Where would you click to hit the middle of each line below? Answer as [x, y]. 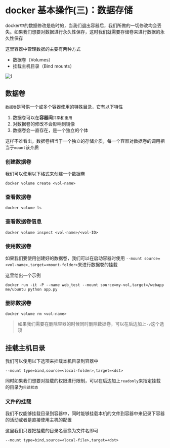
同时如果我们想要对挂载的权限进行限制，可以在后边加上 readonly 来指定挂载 [83, 381]
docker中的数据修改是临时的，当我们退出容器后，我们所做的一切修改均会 [81, 25]
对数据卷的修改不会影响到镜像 [44, 124]
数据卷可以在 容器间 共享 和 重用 [42, 117]
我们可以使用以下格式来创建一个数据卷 [45, 174]
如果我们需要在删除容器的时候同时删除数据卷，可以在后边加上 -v [84, 324]
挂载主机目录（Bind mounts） [44, 66]
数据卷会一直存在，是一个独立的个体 [50, 130]
